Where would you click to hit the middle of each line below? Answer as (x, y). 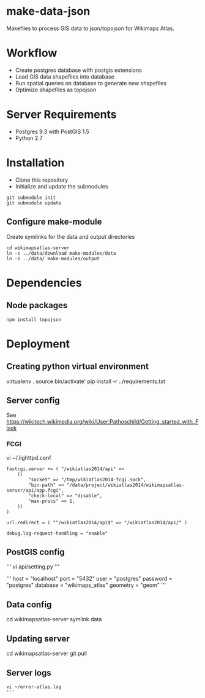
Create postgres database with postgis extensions (78, 70)
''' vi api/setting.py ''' (33, 567)
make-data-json (48, 11)
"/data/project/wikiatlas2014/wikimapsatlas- (125, 485)
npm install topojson (34, 320)
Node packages (37, 305)
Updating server (38, 639)
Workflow (32, 53)
